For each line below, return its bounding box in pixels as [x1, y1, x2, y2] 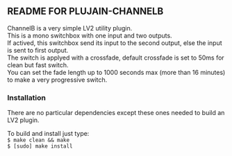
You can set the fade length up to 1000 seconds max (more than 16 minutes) [7, 68, 226, 76]
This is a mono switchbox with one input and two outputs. [7, 31, 172, 40]
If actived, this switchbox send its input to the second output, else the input [7, 38, 222, 47]
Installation [7, 93, 47, 103]
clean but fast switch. [7, 60, 69, 69]
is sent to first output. [7, 46, 69, 54]
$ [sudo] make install [7, 143, 73, 150]
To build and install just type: [7, 130, 90, 138]
